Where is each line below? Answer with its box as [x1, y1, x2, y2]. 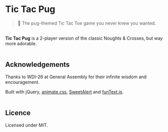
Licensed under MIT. [5, 122, 48, 128]
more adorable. [5, 40, 37, 46]
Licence [5, 109, 31, 117]
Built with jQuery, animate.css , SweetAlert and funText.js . [5, 89, 124, 95]
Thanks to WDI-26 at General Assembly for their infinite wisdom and [5, 74, 147, 80]
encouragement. [5, 79, 40, 85]
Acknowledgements [5, 60, 70, 69]
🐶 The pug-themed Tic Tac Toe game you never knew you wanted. [17, 20, 156, 26]
